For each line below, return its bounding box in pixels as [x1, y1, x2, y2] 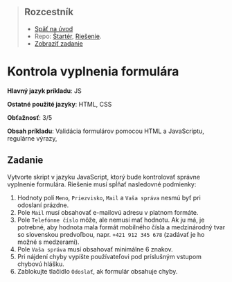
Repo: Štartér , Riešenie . [34, 32, 102, 40]
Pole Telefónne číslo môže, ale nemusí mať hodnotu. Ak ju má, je [17, 215, 205, 224]
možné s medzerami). [17, 238, 80, 246]
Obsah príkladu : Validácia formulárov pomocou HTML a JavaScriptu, [7, 127, 204, 135]
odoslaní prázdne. [17, 201, 69, 209]
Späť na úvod [34, 24, 73, 33]
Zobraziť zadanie [34, 39, 83, 48]
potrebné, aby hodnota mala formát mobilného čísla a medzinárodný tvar [17, 222, 226, 231]
